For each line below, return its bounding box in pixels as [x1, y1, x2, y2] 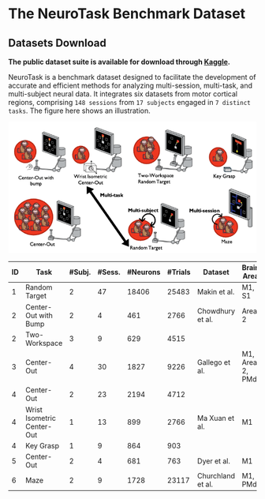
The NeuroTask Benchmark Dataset [8, 5, 246, 23]
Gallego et [196, 358, 231, 367]
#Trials [166, 267, 191, 276]
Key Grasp [25, 441, 59, 450]
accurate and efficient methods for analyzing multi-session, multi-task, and [8, 81, 253, 90]
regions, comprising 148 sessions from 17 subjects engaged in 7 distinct [8, 98, 251, 107]
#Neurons [127, 267, 161, 276]
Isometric [25, 413, 57, 422]
